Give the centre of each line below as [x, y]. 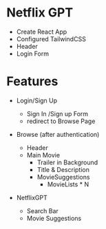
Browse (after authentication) [58, 134]
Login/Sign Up [37, 100]
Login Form [33, 54]
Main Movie [43, 155]
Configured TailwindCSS [51, 39]
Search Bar [43, 210]
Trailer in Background [67, 162]
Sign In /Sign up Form [57, 113]
